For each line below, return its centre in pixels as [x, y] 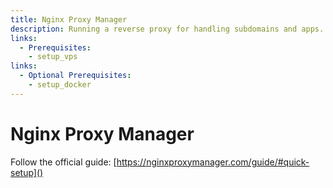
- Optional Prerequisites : [75, 76]
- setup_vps [53, 57]
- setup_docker [60, 85]
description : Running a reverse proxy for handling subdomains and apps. [167, 29]
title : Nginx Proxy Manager [69, 19]
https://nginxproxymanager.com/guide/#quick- [213, 162]
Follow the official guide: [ [63, 162]
